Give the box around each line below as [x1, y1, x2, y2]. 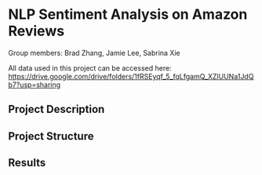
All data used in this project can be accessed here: [8, 63, 172, 72]
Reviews [8, 22, 65, 40]
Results [8, 156, 46, 170]
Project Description [8, 103, 105, 116]
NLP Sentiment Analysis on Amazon [8, 5, 248, 24]
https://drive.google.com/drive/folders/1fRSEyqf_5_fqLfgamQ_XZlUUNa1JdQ [8, 71, 254, 81]
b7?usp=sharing [8, 80, 61, 89]
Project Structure [8, 129, 94, 143]
